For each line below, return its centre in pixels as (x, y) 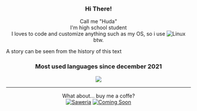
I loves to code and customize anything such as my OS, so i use (88, 34)
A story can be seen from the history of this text (64, 51)
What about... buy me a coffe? (98, 96)
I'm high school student (98, 27)
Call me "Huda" (98, 22)
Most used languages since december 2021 (98, 67)
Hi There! (98, 9)
